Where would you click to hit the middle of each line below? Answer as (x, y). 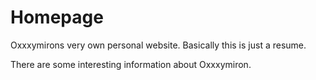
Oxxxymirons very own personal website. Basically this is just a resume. (158, 45)
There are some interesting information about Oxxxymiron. (131, 64)
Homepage (57, 17)
